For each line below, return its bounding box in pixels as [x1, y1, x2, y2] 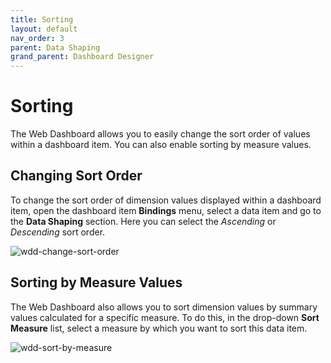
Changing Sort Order [10, 167, 143, 185]
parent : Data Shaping [10, 42, 101, 53]
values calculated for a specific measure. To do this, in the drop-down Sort [10, 311, 320, 323]
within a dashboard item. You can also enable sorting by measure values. [10, 139, 312, 151]
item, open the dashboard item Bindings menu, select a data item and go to [10, 204, 322, 216]
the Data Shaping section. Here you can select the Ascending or [10, 215, 277, 227]
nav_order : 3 [10, 33, 65, 43]
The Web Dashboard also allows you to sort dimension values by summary [10, 301, 318, 313]
